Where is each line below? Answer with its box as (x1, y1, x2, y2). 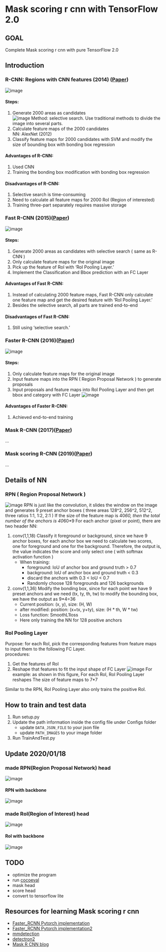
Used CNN (12, 164, 35, 170)
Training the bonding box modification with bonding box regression (12, 169, 150, 175)
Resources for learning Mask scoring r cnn (5, 907, 140, 915)
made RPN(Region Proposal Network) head (5, 764, 111, 771)
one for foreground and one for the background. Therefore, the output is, (12, 544, 162, 549)
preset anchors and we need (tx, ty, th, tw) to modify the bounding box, (12, 591, 159, 597)
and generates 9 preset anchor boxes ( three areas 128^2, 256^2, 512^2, (5, 507, 153, 513)
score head (12, 887, 36, 893)
